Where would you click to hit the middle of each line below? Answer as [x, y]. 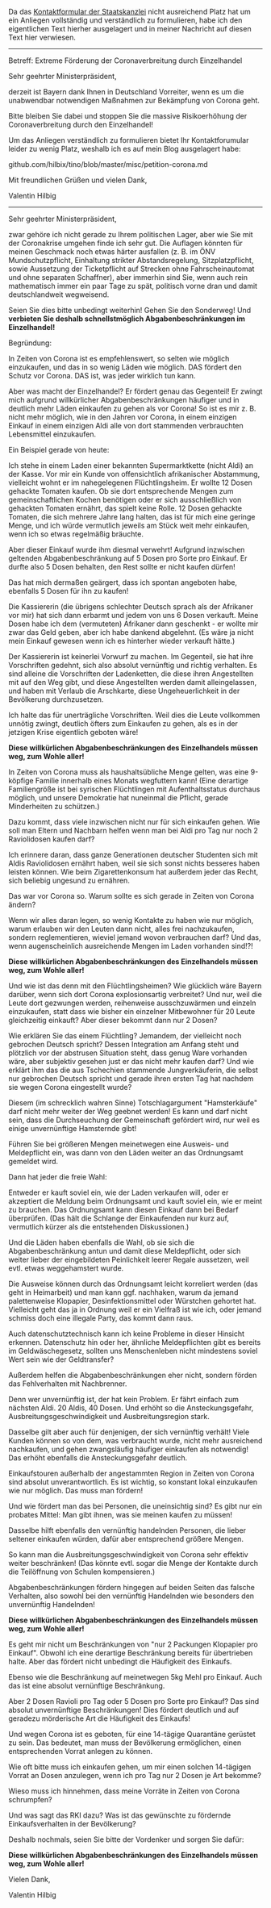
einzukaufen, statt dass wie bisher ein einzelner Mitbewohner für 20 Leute [132, 1011]
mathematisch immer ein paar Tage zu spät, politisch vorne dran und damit [133, 286]
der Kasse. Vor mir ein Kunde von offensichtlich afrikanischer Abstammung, [134, 474]
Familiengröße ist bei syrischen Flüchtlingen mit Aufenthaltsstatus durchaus [134, 789]
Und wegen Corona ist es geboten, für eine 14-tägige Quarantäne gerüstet [132, 1734]
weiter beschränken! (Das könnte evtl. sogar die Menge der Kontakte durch [133, 1563]
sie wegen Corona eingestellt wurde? [70, 1087]
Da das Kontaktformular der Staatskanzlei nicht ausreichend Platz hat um [130, 12]
